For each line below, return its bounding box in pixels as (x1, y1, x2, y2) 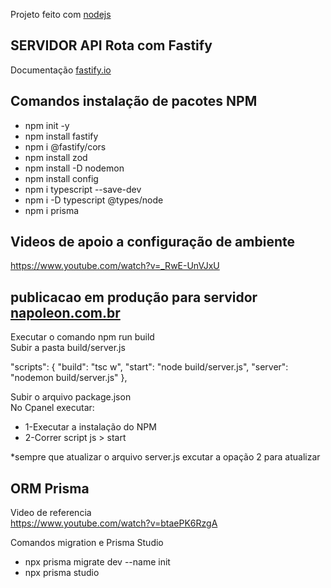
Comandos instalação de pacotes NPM (10, 93, 258, 110)
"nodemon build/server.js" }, (10, 372, 128, 384)
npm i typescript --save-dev (24, 183, 142, 195)
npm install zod (24, 151, 88, 163)
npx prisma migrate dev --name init (24, 556, 171, 568)
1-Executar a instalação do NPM (24, 421, 157, 433)
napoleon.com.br (10, 304, 121, 321)
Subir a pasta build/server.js (10, 342, 126, 354)
